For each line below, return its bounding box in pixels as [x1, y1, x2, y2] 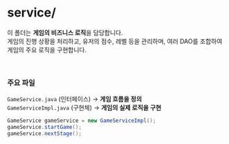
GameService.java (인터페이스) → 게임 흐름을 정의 [7, 95, 143, 103]
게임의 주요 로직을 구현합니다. [7, 45, 87, 54]
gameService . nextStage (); [7, 130, 82, 137]
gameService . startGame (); [7, 124, 82, 131]
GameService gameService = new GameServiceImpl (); [7, 117, 156, 125]
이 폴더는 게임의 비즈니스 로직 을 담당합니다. [7, 28, 123, 37]
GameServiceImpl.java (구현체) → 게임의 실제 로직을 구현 [7, 103, 161, 112]
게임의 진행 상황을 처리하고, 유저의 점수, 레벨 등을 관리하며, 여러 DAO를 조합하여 [7, 37, 223, 45]
